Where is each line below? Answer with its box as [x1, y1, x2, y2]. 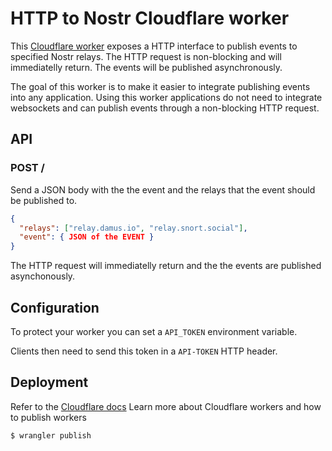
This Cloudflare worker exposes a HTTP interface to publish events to [10, 40, 298, 52]
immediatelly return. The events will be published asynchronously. [10, 61, 283, 73]
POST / [10, 161, 45, 175]
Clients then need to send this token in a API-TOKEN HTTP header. [10, 345, 278, 357]
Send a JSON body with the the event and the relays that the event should [10, 183, 316, 196]
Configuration [10, 299, 100, 316]
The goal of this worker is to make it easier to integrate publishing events [10, 80, 311, 92]
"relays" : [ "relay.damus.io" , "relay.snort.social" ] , [19, 223, 248, 233]
